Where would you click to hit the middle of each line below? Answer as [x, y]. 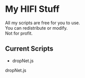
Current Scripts [29, 49]
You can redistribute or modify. [36, 28]
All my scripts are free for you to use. [42, 23]
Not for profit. [19, 33]
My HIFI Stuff [32, 9]
